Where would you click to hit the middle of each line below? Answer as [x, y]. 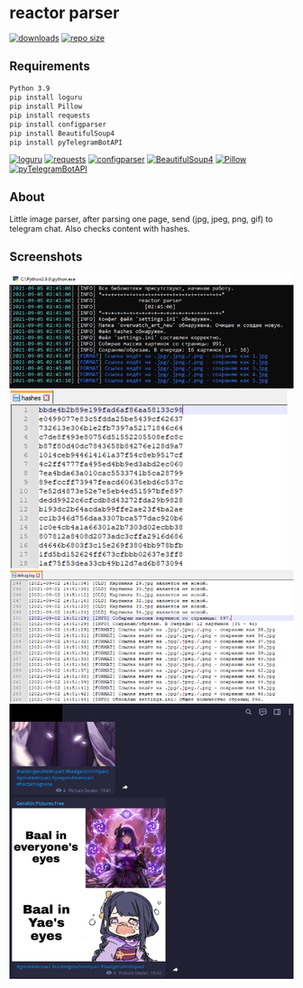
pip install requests [50, 115]
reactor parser [64, 13]
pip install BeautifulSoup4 [62, 134]
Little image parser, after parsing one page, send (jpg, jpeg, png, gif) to [141, 218]
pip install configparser [58, 125]
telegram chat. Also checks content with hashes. [100, 228]
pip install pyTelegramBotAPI [66, 143]
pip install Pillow [46, 106]
